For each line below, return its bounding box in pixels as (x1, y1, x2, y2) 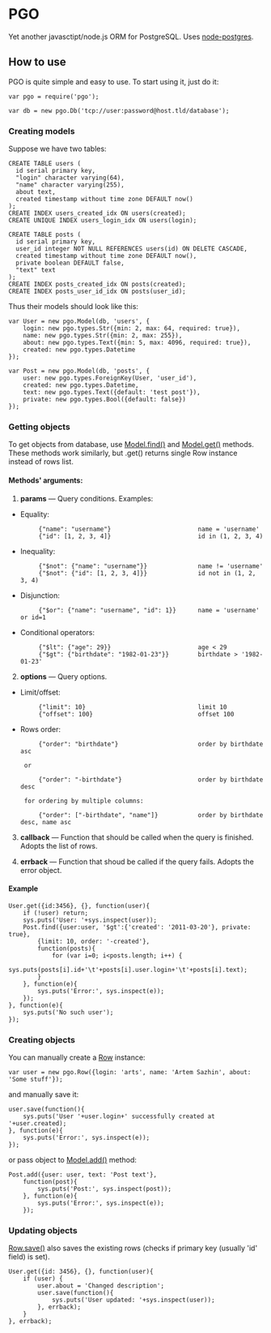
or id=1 (19, 613, 46, 621)
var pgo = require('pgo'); (8, 92, 100, 101)
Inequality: (19, 546, 56, 556)
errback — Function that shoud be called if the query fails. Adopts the (19, 857, 255, 866)
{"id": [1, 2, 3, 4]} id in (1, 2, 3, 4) (38, 532, 264, 540)
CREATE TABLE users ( (8, 160, 82, 168)
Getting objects (8, 421, 70, 432)
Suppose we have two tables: (8, 144, 107, 154)
